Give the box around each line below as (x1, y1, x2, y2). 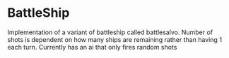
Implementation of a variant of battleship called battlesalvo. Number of (7, 28, 213, 36)
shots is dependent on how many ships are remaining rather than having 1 (7, 35, 223, 43)
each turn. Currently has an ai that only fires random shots (7, 43, 177, 51)
